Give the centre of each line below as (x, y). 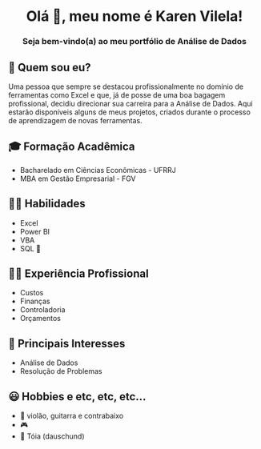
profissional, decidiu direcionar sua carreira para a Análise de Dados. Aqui (131, 103)
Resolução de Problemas (61, 371)
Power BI (35, 231)
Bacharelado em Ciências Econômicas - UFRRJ (98, 170)
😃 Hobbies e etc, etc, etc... (77, 397)
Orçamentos (40, 319)
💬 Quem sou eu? (50, 67)
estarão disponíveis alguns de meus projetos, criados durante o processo (129, 112)
